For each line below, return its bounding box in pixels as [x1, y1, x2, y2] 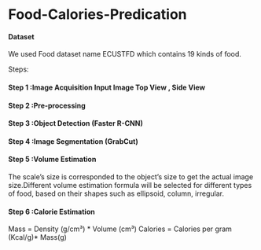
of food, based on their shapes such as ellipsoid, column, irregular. [8, 189, 224, 198]
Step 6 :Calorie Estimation [8, 207, 96, 216]
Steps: [8, 64, 29, 74]
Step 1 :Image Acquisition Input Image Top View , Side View [8, 83, 206, 92]
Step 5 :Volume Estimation [8, 155, 97, 164]
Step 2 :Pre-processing [8, 101, 86, 110]
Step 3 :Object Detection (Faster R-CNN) [8, 119, 143, 128]
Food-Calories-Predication [8, 6, 187, 24]
